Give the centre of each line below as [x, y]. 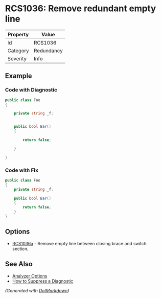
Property [18, 34]
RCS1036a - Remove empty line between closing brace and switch [79, 243]
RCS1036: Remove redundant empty [80, 9]
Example [19, 76]
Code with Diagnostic [31, 90]
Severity [17, 58]
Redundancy [48, 50]
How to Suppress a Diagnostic [43, 281]
